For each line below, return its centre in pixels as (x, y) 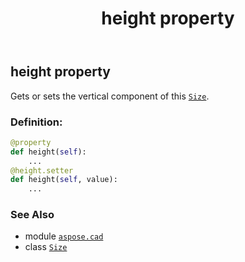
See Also (32, 215)
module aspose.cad (64, 236)
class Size (46, 247)
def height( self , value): (64, 180)
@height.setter (42, 170)
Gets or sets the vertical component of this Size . (110, 96)
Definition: (36, 122)
